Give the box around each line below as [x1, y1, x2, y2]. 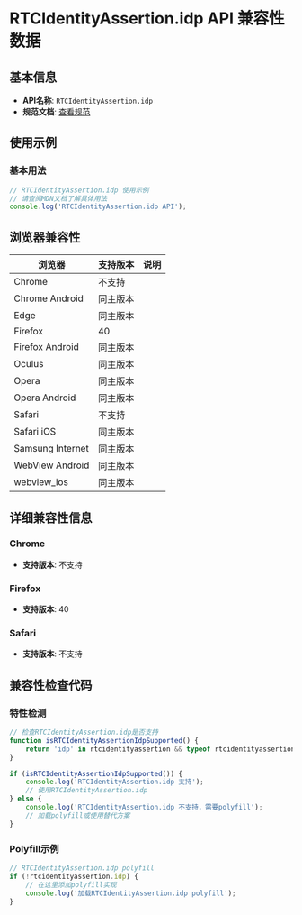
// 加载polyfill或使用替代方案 [25, 810, 130, 820]
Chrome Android [13, 292, 84, 305]
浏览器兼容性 [9, 229, 81, 244]
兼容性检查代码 [9, 677, 93, 692]
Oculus [13, 358, 44, 371]
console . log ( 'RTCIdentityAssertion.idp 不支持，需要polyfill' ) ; [25, 803, 263, 812]
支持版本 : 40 [22, 604, 69, 615]
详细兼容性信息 [9, 510, 93, 526]
